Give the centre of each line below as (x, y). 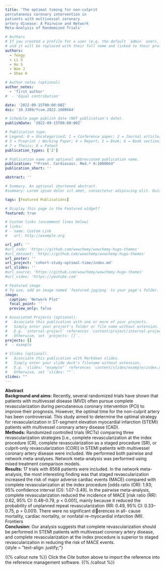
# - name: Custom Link (28, 231)
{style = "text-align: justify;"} (34, 548)
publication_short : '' (28, 168)
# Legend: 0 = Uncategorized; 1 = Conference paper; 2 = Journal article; (83, 136)
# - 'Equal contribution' (33, 96)
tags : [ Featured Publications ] (37, 200)
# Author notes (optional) (33, 83)
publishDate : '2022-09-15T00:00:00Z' (44, 123)
